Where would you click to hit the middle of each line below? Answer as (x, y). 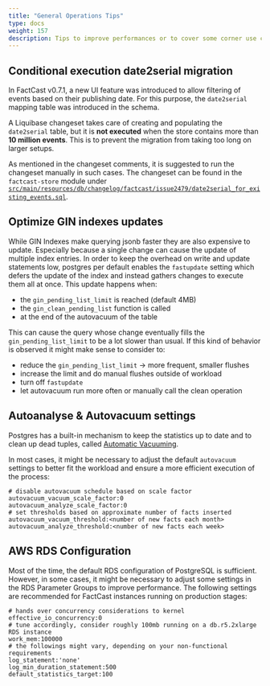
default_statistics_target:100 (61, 674)
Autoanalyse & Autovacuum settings (102, 416)
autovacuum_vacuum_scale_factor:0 (66, 498)
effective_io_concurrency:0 (55, 618)
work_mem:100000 (35, 639)
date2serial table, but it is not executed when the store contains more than (133, 131)
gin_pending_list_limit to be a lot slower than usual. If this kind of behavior (135, 341)
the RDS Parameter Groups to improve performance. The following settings (133, 587)
